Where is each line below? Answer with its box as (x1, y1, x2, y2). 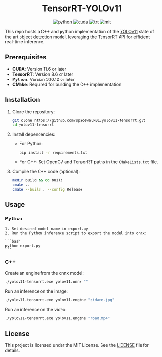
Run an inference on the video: (5, 306, 67, 312)
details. (5, 347, 20, 354)
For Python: (19, 141, 43, 147)
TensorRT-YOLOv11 (42, 3, 122, 14)
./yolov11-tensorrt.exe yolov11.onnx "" (5, 279, 89, 284)
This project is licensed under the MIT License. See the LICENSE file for (5, 342, 149, 348)
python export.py (5, 243, 40, 248)
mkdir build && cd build (12, 178, 63, 183)
